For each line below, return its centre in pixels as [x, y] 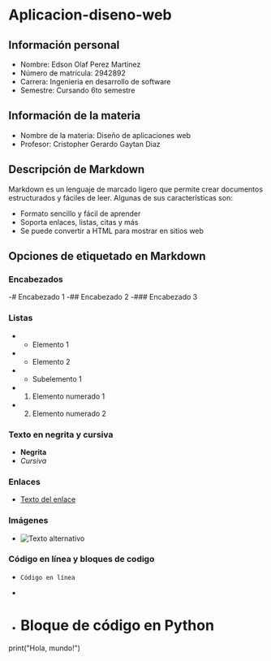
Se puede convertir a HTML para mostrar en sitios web [112, 231]
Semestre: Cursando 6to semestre [77, 90]
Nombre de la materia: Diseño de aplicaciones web [105, 135]
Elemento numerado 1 [69, 396]
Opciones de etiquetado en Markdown [107, 256]
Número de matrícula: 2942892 [73, 73]
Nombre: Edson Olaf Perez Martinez [80, 64]
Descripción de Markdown [77, 169]
